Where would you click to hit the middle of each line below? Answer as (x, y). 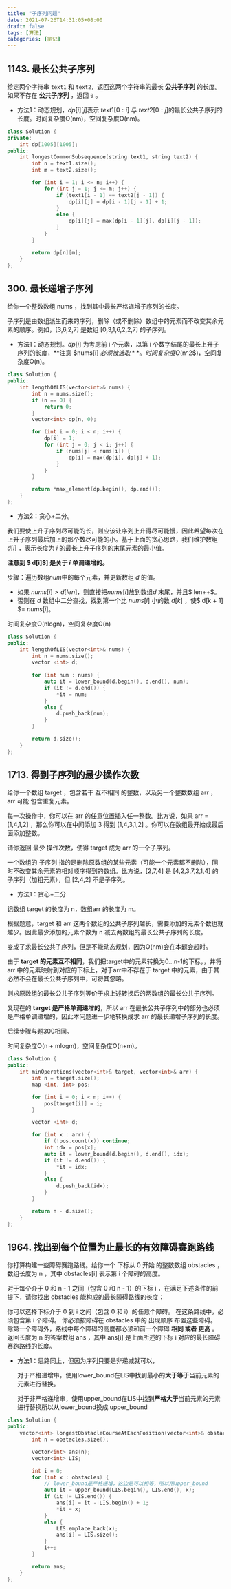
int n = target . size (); (66, 1078)
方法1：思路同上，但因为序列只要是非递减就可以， (88, 1361)
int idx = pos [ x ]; (70, 1148)
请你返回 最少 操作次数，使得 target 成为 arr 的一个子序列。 (91, 848)
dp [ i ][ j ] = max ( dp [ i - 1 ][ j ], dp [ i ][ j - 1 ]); (135, 221)
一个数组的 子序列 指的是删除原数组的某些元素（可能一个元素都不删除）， (110, 863)
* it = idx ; (72, 1167)
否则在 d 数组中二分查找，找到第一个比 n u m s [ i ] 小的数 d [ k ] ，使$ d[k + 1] (120, 600)
